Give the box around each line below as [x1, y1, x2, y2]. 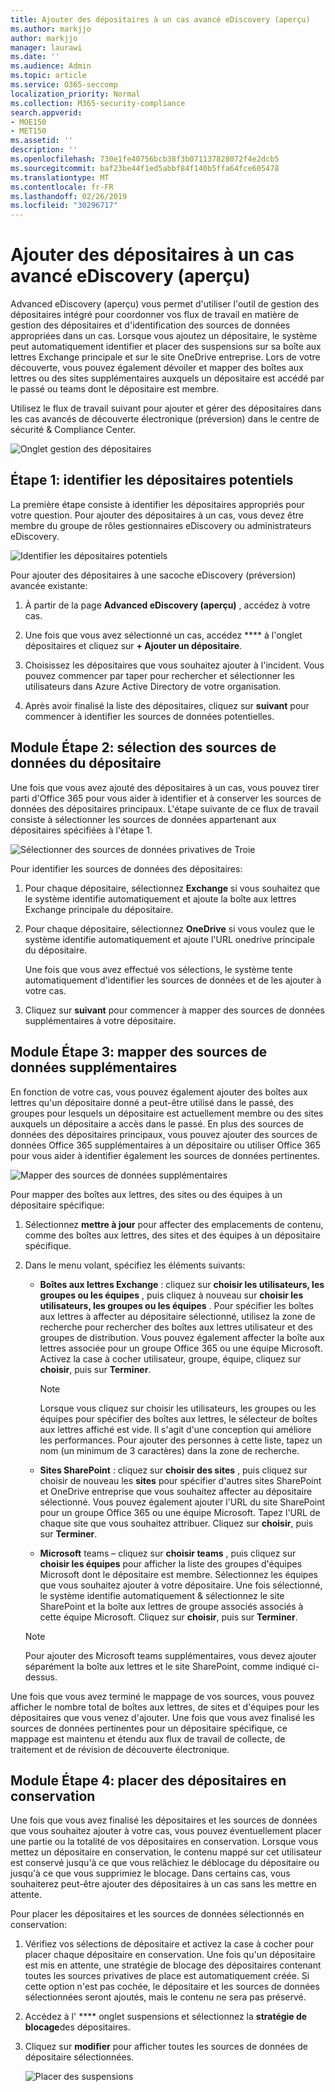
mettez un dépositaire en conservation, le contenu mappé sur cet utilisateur [10, 1846, 323, 1858]
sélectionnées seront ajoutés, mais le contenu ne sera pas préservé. [24, 1991, 307, 2003]
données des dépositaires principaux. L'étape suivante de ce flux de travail [10, 802, 319, 815]
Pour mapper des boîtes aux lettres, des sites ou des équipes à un [10, 1188, 283, 1200]
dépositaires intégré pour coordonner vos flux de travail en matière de [10, 309, 299, 321]
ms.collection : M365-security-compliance [10, 98, 186, 108]
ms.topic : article [10, 71, 87, 81]
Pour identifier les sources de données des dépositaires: [10, 862, 243, 875]
